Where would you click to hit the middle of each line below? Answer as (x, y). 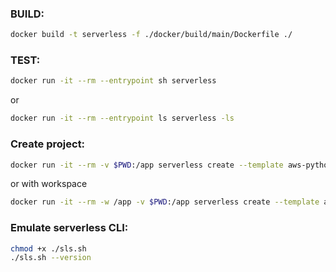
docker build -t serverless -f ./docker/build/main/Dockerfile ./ (151, 35)
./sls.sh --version (51, 258)
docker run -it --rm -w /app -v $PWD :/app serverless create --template (165, 202)
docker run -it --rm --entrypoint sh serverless (113, 81)
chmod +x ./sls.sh (48, 248)
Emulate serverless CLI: (69, 228)
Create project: (48, 144)
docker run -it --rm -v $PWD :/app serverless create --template (147, 165)
